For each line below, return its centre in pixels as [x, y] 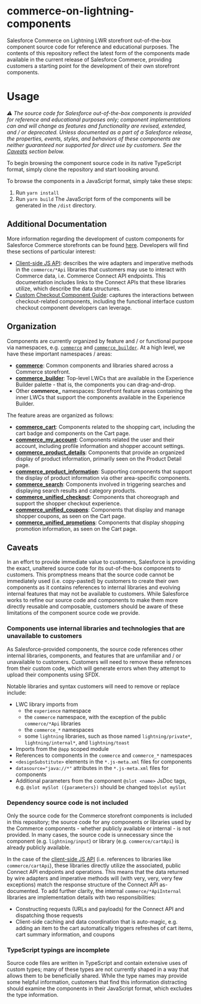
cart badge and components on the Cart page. [73, 433]
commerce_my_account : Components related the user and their [95, 440]
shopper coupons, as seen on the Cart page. [71, 516]
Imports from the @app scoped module [62, 749]
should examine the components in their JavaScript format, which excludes [100, 988]
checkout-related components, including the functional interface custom [105, 301]
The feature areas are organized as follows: [60, 415]
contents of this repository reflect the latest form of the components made [98, 53]
